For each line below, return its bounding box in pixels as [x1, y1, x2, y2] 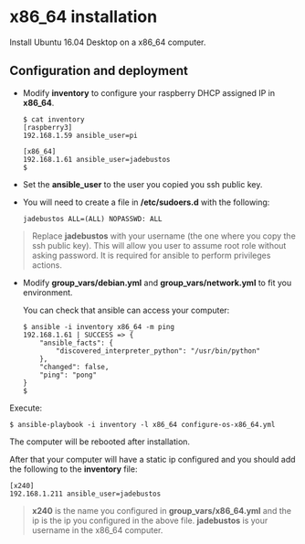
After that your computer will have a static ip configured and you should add [9, 453, 296, 464]
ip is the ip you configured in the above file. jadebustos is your [31, 515, 268, 526]
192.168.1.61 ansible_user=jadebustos [22, 155, 171, 164]
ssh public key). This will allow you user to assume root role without [31, 240, 287, 251]
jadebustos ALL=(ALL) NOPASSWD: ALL [22, 214, 163, 223]
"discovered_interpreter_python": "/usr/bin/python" [56, 346, 261, 356]
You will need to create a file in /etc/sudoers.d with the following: [22, 197, 270, 208]
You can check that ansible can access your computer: [22, 304, 230, 315]
